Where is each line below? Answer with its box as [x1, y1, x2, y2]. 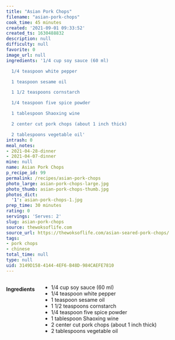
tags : [6, 235, 19, 241]
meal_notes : [6, 142, 35, 148]
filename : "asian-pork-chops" [6, 14, 80, 20]
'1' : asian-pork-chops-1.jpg [11, 197, 83, 203]
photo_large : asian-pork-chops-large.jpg [6, 181, 109, 186]
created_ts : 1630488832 [6, 30, 65, 36]
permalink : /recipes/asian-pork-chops [6, 175, 101, 181]
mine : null [6, 159, 33, 165]
